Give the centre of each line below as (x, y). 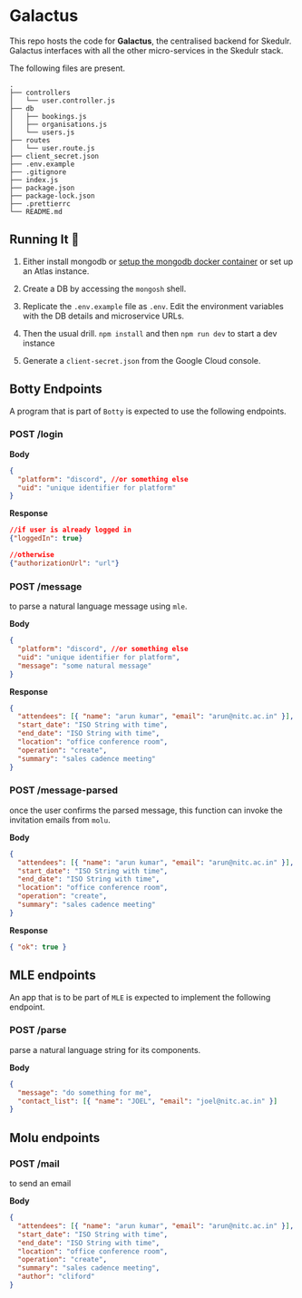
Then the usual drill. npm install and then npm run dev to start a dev (150, 333)
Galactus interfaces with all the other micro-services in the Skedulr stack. (146, 50)
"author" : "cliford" (56, 1277)
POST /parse (38, 1030)
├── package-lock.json (52, 196)
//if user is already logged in (70, 530)
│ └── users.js (42, 132)
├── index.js (34, 180)
